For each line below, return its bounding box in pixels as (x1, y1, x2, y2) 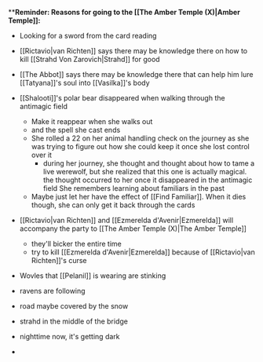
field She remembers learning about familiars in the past (42, 184, 225, 192)
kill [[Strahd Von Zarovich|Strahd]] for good (19, 55, 160, 64)
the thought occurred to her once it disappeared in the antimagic (42, 175, 253, 185)
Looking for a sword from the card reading (19, 31, 157, 40)
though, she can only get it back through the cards (31, 200, 195, 210)
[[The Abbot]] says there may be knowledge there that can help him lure (19, 70, 254, 79)
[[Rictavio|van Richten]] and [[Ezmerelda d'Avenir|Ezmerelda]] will (19, 216, 234, 225)
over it (31, 150, 53, 159)
